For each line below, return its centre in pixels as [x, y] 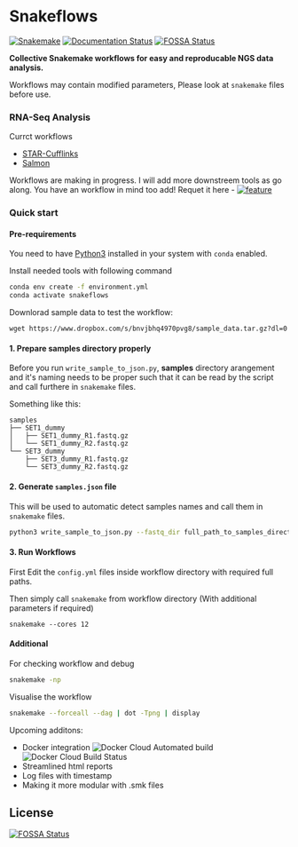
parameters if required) [52, 608]
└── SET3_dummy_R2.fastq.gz [77, 467]
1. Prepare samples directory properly [80, 348]
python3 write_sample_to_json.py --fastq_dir [94, 532]
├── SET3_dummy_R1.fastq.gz [77, 459]
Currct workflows [41, 137]
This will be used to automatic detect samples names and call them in [136, 506]
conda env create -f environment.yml [79, 287]
